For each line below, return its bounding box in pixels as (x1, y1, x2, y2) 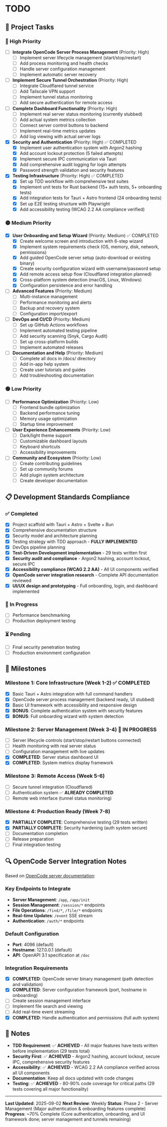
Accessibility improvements (19, 449, 77, 455)
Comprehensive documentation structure (12, 527, 97, 533)
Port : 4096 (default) (12, 941, 54, 947)
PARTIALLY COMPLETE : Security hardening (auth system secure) (12, 825, 148, 831)
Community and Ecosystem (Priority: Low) (12, 455, 101, 461)
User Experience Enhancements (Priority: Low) (12, 427, 111, 433)
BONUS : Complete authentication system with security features (12, 707, 143, 713)
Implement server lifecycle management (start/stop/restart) (19, 54, 142, 60)
